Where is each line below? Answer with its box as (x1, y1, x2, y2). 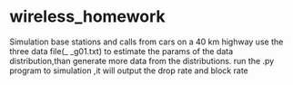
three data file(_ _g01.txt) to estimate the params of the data (9, 45, 234, 56)
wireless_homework (9, 6, 166, 27)
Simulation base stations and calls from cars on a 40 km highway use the (9, 36, 284, 47)
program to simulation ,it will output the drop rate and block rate (9, 65, 248, 76)
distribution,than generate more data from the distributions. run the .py (9, 55, 275, 66)
